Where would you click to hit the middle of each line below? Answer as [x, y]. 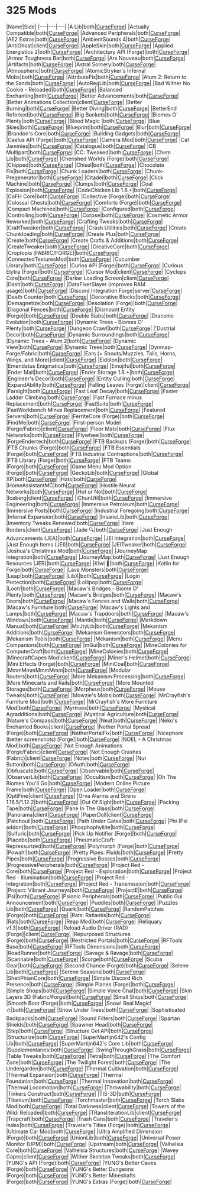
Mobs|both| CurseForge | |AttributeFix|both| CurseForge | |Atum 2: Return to [96, 77]
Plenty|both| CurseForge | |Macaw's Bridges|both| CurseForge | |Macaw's [94, 594]
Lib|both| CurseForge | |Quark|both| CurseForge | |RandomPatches [85, 909]
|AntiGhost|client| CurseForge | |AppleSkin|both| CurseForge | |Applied [90, 46]
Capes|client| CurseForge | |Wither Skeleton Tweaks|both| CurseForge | [91, 1156]
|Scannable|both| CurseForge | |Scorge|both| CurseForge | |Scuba [84, 959]
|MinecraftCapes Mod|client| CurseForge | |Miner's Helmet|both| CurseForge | [99, 658]
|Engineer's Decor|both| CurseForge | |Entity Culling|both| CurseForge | [91, 378]
